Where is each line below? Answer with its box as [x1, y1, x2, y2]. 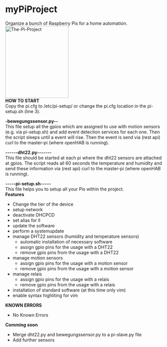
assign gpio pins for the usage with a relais [20, 276, 109, 282]
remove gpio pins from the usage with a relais [20, 281, 115, 287]
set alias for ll [12, 217, 40, 223]
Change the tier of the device [12, 201, 74, 207]
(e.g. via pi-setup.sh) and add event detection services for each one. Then [5, 129, 160, 135]
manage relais [12, 271, 42, 277]
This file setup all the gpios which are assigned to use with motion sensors [5, 123, 160, 129]
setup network [12, 206, 43, 213]
